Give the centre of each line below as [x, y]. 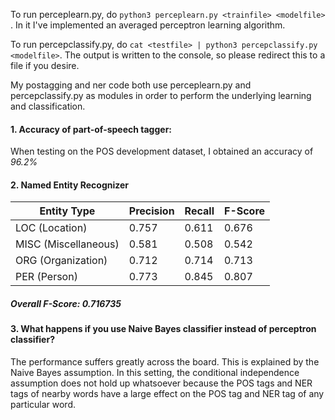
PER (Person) [46, 277]
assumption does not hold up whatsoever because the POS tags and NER [161, 383]
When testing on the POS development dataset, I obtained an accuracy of [162, 151]
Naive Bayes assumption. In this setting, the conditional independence [155, 372]
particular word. [43, 404]
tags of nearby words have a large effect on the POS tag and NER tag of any [167, 393]
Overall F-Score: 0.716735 [66, 303]
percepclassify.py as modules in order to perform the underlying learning [161, 95]
